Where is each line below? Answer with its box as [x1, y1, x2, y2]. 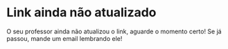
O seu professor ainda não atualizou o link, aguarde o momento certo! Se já [6, 27, 222, 35]
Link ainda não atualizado [6, 5, 157, 20]
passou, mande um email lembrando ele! [6, 34, 123, 42]
